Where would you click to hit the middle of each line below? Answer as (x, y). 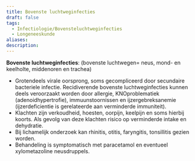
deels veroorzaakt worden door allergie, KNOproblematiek (87, 93)
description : (23, 46)
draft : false (23, 17)
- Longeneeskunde (33, 34)
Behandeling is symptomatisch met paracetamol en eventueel (91, 145)
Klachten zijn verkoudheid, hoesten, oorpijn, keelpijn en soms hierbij (100, 113)
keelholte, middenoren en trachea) (49, 69)
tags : (13, 23)
